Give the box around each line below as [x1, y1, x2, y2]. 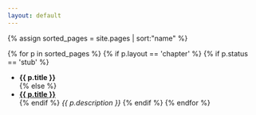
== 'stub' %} [7, 57, 49, 67]
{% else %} [18, 81, 57, 90]
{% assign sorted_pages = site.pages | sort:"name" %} [7, 33, 188, 43]
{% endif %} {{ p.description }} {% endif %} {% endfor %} [18, 98, 211, 107]
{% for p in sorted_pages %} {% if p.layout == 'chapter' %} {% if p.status [7, 48, 249, 58]
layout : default [7, 11, 61, 20]
